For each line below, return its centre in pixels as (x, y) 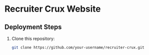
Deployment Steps (33, 27)
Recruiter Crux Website (53, 9)
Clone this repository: (33, 38)
